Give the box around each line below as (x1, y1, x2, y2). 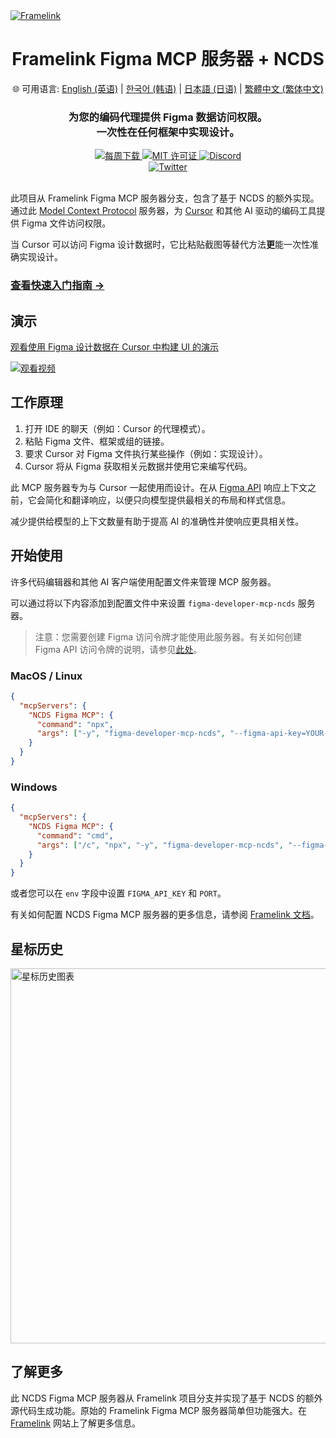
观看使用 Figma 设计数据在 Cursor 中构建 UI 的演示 (10, 340, 219, 353)
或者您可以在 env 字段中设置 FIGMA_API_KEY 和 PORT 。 (10, 887, 227, 899)
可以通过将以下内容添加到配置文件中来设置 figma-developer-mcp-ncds (10, 597, 296, 609)
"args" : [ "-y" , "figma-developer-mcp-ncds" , (36, 729, 226, 739)
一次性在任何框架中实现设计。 (96, 125, 240, 139)
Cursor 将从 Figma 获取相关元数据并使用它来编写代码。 (24, 460, 253, 472)
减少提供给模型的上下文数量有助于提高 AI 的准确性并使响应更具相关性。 (10, 515, 305, 527)
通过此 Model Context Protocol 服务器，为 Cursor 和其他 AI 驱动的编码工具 (10, 205, 317, 217)
